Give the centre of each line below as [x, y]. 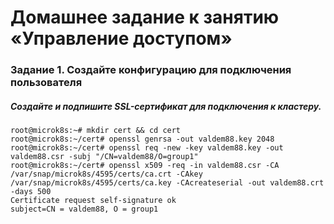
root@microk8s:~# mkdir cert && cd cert [96, 131]
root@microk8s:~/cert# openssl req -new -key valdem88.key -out [147, 148]
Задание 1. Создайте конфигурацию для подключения [151, 70]
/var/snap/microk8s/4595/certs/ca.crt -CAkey [106, 174]
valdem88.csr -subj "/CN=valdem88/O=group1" [104, 157]
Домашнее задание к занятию [145, 17]
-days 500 [31, 192]
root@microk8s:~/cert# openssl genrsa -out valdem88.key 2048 [142, 139]
